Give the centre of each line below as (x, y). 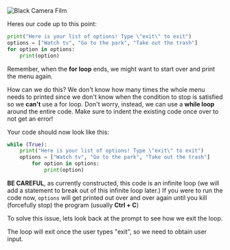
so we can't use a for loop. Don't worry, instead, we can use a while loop (111, 104)
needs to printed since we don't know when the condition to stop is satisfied (115, 97)
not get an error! (30, 118)
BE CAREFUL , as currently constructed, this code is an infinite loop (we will (113, 183)
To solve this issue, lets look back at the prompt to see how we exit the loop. (115, 218)
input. (15, 239)
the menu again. (30, 76)
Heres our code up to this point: (52, 24)
